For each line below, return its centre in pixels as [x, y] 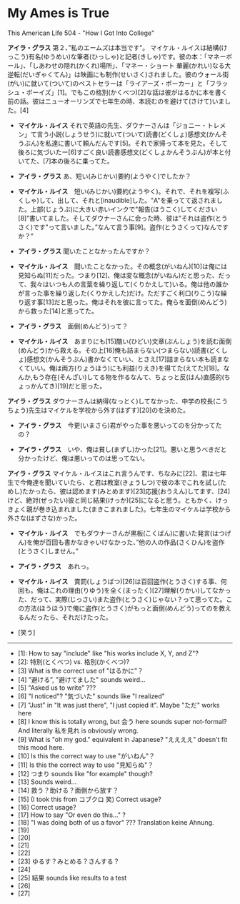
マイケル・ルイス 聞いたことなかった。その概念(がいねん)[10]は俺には [122, 266]
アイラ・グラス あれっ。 [55, 566]
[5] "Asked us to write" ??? [57, 688]
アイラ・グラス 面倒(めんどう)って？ [73, 326]
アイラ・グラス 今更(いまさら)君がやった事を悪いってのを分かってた [120, 425]
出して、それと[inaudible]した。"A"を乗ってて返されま [136, 200]
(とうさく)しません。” [48, 551]
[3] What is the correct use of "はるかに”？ [81, 671]
